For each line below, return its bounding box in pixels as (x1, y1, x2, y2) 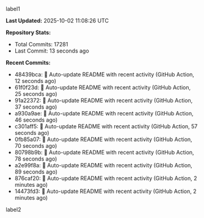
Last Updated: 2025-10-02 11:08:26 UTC (5, 17, 109, 24)
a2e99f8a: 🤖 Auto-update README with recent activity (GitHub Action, (14, 162, 193, 169)
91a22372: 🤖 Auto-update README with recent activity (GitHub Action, (14, 97, 193, 104)
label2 (5, 206, 21, 213)
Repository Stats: (5, 29, 51, 36)
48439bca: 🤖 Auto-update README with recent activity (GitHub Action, (14, 71, 195, 78)
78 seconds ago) (14, 155, 57, 162)
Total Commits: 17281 (14, 41, 68, 48)
